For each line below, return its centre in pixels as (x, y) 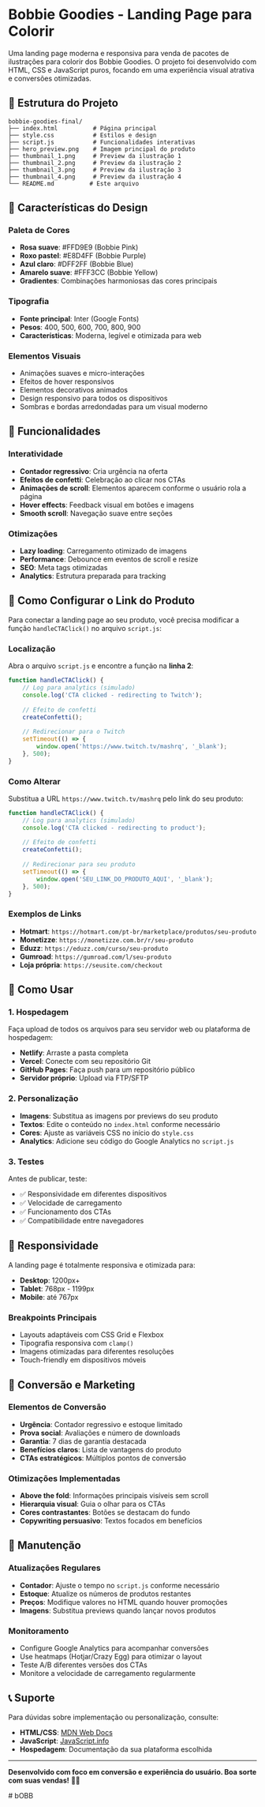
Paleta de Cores (39, 231)
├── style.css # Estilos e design (82, 135)
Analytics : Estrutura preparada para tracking (93, 576)
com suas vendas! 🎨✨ (44, 1780)
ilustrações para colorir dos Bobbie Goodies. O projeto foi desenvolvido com (132, 62)
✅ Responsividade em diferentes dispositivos (93, 1194)
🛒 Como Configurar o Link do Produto (102, 601)
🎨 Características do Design (78, 208)
